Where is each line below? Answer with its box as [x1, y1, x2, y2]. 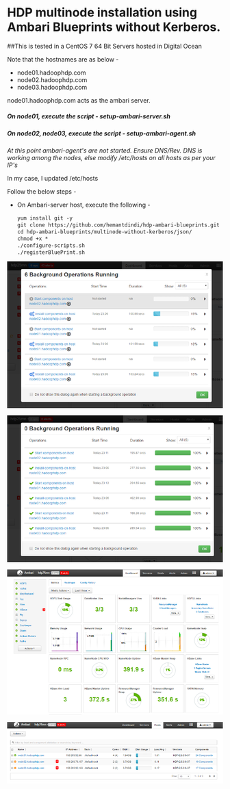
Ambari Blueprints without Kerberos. [7, 19, 221, 35]
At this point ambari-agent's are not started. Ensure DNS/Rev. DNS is [7, 146, 203, 155]
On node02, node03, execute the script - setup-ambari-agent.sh [7, 129, 196, 138]
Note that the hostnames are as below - [7, 55, 119, 63]
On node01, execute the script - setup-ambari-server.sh [7, 112, 171, 120]
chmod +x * [16, 235, 49, 242]
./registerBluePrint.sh [16, 249, 86, 256]
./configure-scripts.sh [16, 242, 86, 249]
